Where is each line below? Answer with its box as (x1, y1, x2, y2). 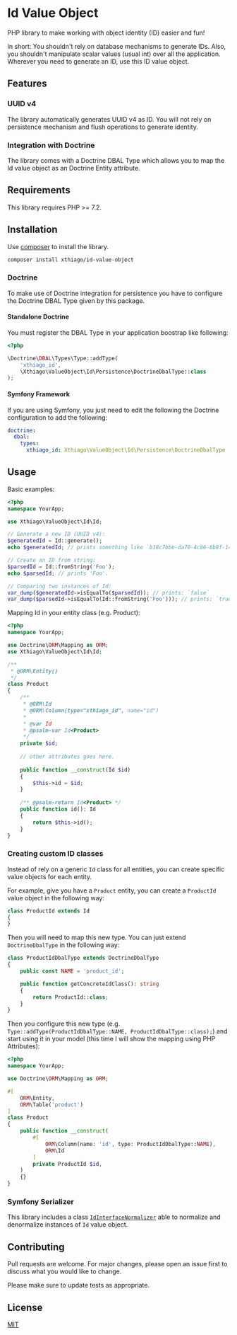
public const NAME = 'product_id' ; (20, 968, 125, 975)
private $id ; (20, 740, 59, 747)
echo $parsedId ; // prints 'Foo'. (7, 570, 109, 577)
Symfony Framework (7, 389, 71, 398)
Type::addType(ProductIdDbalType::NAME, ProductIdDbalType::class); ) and (7, 1027, 228, 1036)
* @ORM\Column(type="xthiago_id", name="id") (23, 706, 159, 714)
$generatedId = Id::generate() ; (7, 537, 102, 544)
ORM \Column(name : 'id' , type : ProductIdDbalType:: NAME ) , (44, 1140, 217, 1147)
